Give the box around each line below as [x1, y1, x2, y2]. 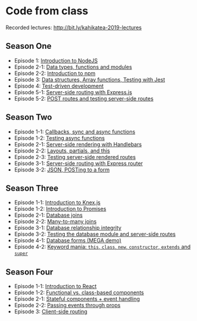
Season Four [5, 267, 54, 277]
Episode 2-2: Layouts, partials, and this [14, 147, 111, 154]
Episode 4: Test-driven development [14, 82, 104, 89]
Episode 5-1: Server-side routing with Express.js [14, 88, 132, 96]
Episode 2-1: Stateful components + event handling [14, 295, 140, 303]
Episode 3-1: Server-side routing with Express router [14, 160, 143, 167]
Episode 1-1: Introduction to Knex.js [14, 199, 101, 206]
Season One [5, 41, 52, 51]
